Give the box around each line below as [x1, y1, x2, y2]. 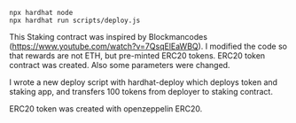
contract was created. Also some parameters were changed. [9, 60, 230, 70]
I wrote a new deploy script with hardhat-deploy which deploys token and [9, 77, 277, 88]
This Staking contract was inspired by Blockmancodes [9, 32, 208, 42]
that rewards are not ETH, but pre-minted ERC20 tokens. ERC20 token [9, 50, 266, 61]
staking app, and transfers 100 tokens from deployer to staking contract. [9, 87, 273, 96]
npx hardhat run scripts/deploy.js [9, 16, 141, 25]
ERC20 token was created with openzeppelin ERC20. [9, 104, 203, 114]
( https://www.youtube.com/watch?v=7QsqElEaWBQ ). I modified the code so [9, 41, 288, 51]
